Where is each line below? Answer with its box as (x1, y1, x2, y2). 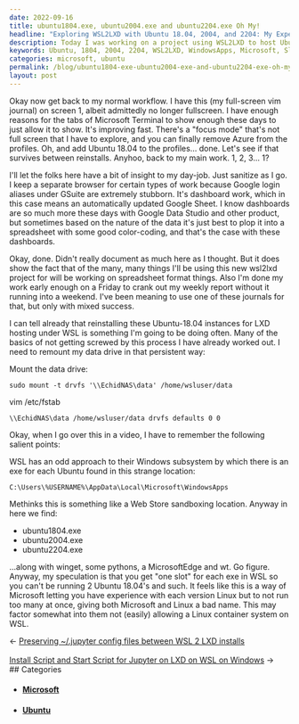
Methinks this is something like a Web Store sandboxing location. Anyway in (9, 498, 287, 509)
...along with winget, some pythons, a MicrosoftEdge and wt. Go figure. (9, 561, 271, 572)
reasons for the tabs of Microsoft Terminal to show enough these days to (9, 114, 277, 125)
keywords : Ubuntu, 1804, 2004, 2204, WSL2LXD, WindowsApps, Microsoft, (9, 46, 280, 55)
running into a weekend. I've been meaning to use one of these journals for (9, 291, 285, 301)
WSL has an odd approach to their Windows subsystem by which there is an (9, 456, 289, 466)
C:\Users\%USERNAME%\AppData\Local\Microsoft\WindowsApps (9, 482, 229, 491)
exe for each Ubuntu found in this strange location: (9, 465, 196, 476)
